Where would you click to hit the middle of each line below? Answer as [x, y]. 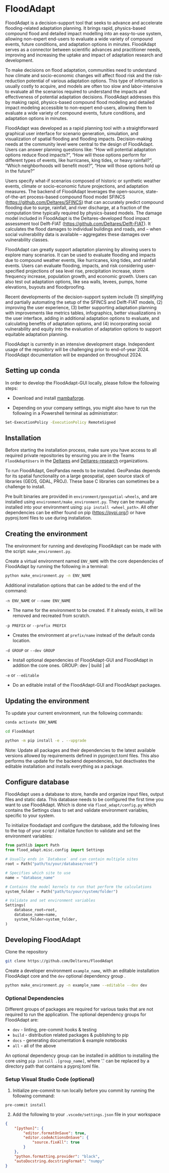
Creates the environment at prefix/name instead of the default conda [83, 635]
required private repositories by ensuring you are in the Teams [70, 456]
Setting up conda [33, 371]
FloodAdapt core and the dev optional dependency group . [65, 976]
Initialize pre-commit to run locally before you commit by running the [83, 1090]
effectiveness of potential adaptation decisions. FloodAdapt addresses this [83, 97]
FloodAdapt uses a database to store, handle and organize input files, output [84, 794]
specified [15, 271]
